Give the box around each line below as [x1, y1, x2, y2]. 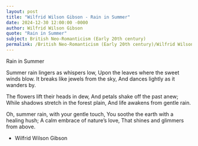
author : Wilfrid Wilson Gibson [6, 25, 83, 31]
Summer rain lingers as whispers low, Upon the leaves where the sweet [6, 69, 180, 76]
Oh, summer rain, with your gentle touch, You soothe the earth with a [6, 110, 174, 118]
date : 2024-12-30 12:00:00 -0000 [6, 19, 88, 25]
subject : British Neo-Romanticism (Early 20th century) [6, 36, 146, 42]
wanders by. [6, 81, 37, 88]
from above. [6, 123, 36, 130]
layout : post [6, 8, 38, 15]
